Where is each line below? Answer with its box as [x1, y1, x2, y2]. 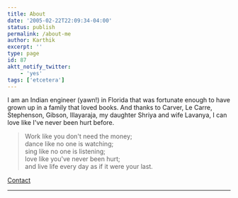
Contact [7, 176, 30, 185]
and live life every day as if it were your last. [24, 163, 154, 171]
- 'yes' [20, 70, 42, 77]
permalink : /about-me [7, 30, 72, 38]
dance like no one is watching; [24, 140, 114, 148]
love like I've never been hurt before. [7, 119, 115, 127]
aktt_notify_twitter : [7, 63, 72, 70]
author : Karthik [7, 37, 55, 44]
